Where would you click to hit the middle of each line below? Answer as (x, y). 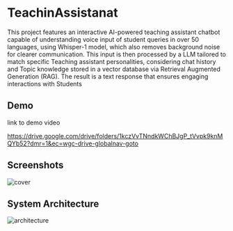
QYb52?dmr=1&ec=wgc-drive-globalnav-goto (73, 143)
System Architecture (53, 204)
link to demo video (34, 122)
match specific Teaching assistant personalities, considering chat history (112, 61)
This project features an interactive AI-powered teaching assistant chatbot (114, 32)
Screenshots (35, 165)
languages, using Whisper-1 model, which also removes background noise (114, 47)
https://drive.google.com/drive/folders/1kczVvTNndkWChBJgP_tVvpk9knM (115, 136)
